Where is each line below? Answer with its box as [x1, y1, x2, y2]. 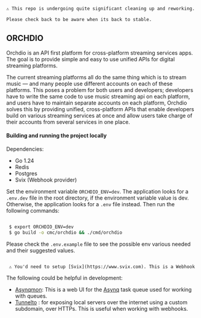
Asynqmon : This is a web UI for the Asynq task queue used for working [14, 286, 192, 293]
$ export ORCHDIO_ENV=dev [8, 224, 74, 230]
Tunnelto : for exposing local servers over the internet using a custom [14, 299, 188, 306]
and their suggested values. [6, 246, 75, 254]
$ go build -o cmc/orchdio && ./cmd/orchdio [8, 229, 122, 236]
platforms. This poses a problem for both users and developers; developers [6, 86, 194, 93]
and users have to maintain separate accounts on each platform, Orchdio [6, 99, 188, 106]
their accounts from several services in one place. [6, 118, 131, 126]
